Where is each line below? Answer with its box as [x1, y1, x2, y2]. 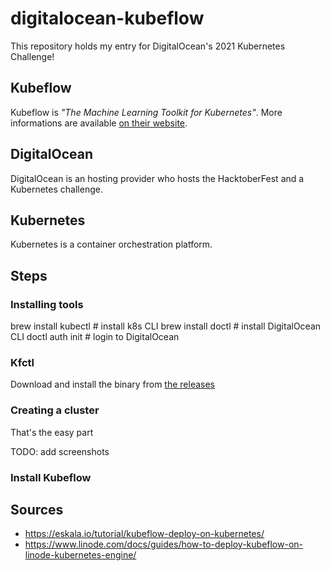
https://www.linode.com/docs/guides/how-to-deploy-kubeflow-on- [24, 538, 304, 551]
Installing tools [10, 297, 84, 311]
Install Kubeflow [10, 470, 92, 484]
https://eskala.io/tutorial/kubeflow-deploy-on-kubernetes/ [24, 528, 265, 540]
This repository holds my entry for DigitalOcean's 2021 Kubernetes [10, 40, 286, 52]
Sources [10, 501, 64, 518]
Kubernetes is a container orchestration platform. [10, 238, 213, 251]
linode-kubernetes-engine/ [24, 549, 137, 561]
